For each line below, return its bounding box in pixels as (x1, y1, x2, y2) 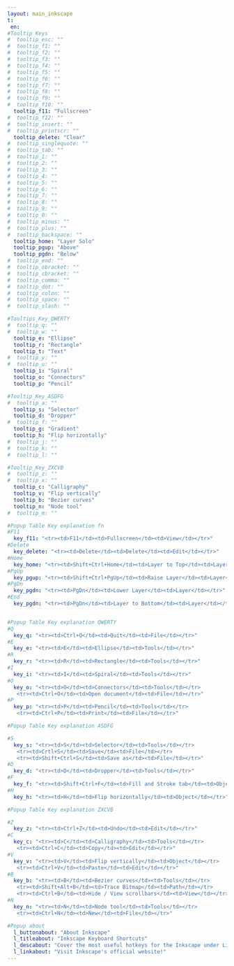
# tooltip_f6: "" (7, 75, 61, 82)
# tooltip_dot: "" (7, 283, 64, 290)
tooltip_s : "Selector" (13, 406, 79, 413)
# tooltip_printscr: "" (7, 127, 79, 134)
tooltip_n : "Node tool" (13, 503, 82, 510)
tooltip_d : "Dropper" (13, 412, 77, 419)
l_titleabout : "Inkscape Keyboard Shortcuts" (13, 935, 148, 942)
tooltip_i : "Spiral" (13, 368, 73, 375)
